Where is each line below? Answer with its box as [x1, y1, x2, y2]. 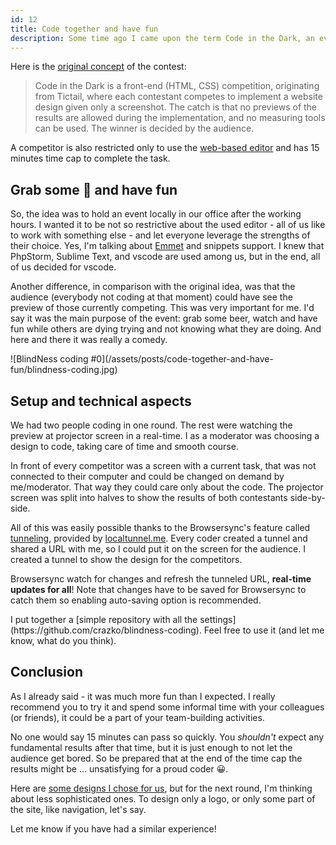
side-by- [289, 492, 326, 503]
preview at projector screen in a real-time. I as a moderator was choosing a [10, 430, 320, 441]
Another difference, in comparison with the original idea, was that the [10, 281, 296, 293]
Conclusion [10, 664, 84, 681]
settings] [199, 614, 237, 625]
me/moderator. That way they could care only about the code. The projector [10, 481, 324, 493]
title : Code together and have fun [10, 24, 159, 34]
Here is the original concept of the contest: [10, 61, 187, 73]
